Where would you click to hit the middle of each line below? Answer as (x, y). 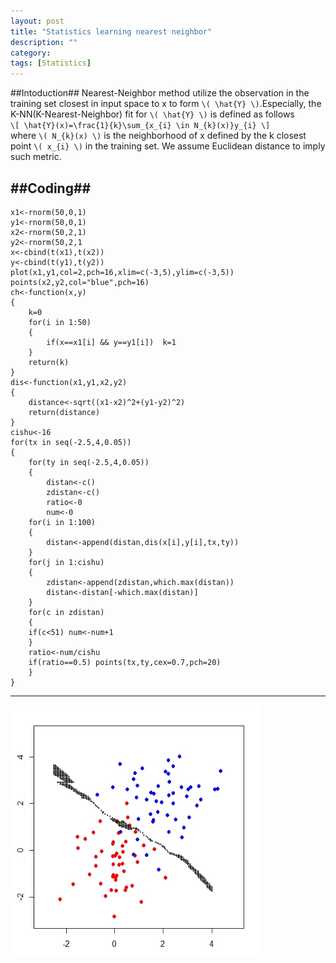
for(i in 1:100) (62, 522)
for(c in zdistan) (66, 612)
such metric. (36, 157)
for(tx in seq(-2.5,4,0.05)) (71, 442)
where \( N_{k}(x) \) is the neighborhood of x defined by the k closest (158, 136)
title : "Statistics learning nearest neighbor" (111, 31)
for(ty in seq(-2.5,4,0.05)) (89, 462)
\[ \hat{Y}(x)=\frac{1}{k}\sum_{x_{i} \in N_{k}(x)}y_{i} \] (140, 126)
